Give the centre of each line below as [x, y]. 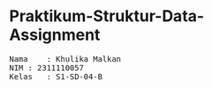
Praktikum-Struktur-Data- [107, 16]
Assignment [55, 35]
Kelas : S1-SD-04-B [56, 76]
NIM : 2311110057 [46, 67]
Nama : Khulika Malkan [65, 59]
